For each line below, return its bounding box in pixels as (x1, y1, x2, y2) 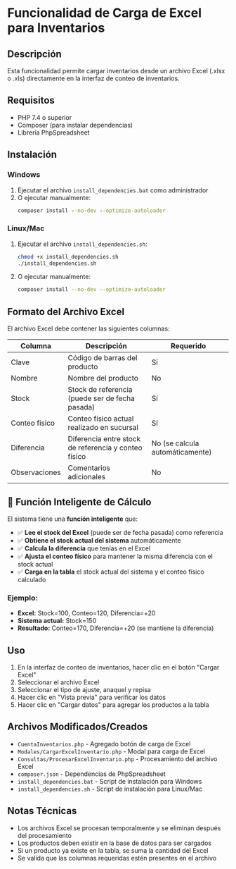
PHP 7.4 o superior (17, 113, 72, 121)
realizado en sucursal (67, 423, 139, 433)
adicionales (67, 472, 106, 482)
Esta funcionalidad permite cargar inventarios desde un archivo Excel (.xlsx (7, 67, 225, 75)
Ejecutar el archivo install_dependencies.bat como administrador (17, 185, 209, 195)
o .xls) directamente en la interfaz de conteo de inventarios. (7, 74, 181, 82)
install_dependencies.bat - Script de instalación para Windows (17, 777, 202, 785)
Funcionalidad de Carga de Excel (7, 5, 202, 21)
